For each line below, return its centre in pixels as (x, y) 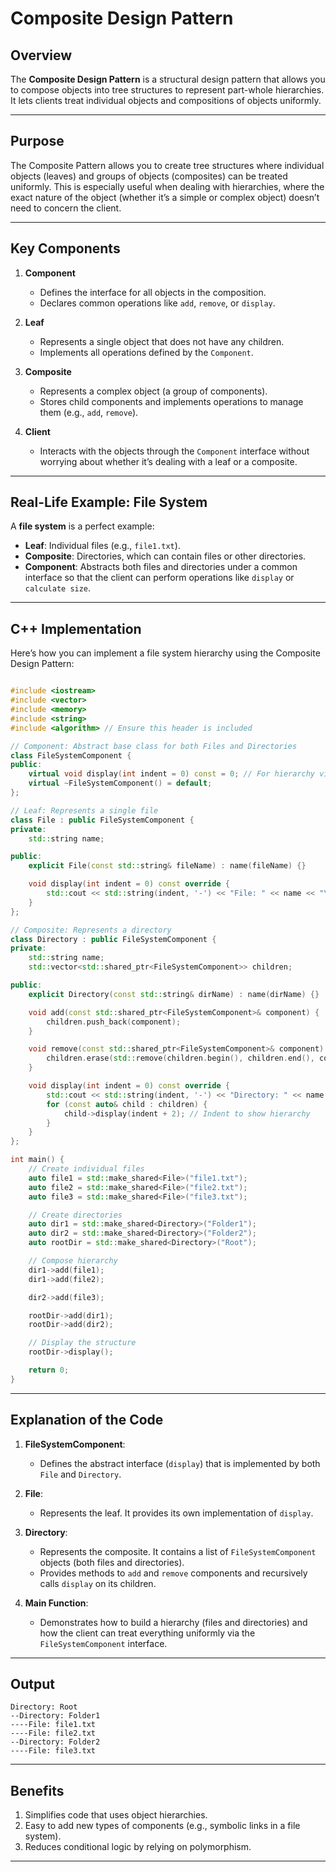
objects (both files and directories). (112, 1562)
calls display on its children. (98, 1583)
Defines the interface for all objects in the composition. (153, 292)
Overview (41, 55)
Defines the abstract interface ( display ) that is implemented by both (180, 1463)
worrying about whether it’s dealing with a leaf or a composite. (168, 461)
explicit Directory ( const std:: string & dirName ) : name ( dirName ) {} (174, 994)
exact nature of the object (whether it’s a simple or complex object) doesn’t (165, 197)
